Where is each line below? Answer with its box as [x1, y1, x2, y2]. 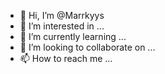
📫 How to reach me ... [19, 53, 113, 64]
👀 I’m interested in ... [19, 20, 105, 32]
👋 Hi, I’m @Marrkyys [19, 10, 105, 21]
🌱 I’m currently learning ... [19, 31, 127, 42]
